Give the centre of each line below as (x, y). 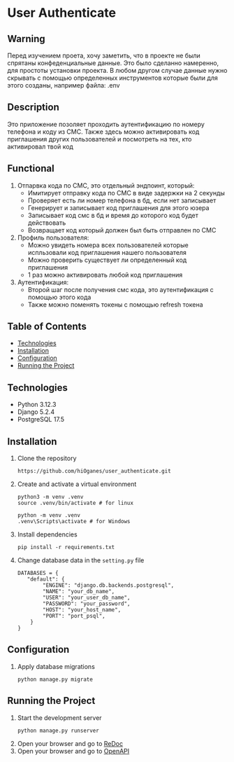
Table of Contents (47, 327)
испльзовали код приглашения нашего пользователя (107, 252)
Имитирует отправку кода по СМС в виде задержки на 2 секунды (126, 193)
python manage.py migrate (55, 679)
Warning (26, 39)
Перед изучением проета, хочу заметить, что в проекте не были (104, 55)
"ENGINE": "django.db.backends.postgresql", (109, 586)
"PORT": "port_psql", (74, 616)
